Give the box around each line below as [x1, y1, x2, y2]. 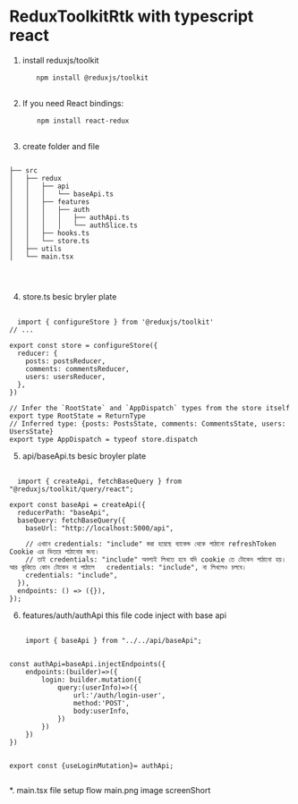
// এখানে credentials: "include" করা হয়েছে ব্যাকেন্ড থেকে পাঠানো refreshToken [25, 539, 277, 548]
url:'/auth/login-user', [72, 690, 166, 699]
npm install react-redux [37, 116, 130, 125]
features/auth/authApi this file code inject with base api [21, 610, 226, 621]
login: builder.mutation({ [41, 675, 142, 684]
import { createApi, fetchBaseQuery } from [17, 477, 182, 486]
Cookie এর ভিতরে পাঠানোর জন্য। [9, 547, 100, 556]
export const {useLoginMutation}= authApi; [9, 761, 175, 770]
